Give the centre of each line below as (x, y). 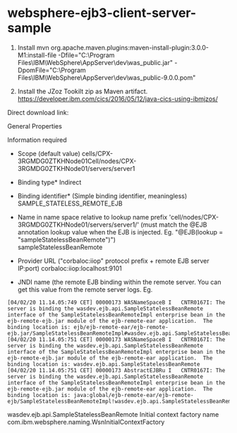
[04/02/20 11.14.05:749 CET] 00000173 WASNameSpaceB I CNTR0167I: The (116, 302)
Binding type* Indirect (49, 182)
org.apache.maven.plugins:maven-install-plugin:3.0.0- (130, 47)
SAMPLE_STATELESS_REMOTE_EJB (70, 203)
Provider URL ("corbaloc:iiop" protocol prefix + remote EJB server (113, 261)
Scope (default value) (49, 153)
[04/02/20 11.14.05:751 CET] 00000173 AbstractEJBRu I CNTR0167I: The (116, 370)
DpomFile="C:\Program (51, 70)
